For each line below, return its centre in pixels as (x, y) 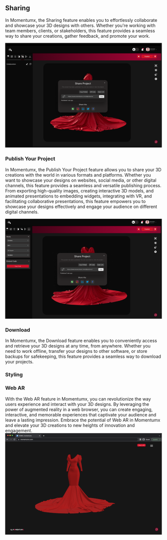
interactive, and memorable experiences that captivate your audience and (81, 414)
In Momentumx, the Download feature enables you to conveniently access (81, 341)
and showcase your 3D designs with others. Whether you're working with (80, 25)
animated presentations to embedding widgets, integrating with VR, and (79, 196)
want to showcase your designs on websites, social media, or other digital (81, 180)
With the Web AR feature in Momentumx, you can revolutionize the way (78, 399)
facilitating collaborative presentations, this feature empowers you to (75, 201)
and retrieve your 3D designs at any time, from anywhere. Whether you (78, 346)
